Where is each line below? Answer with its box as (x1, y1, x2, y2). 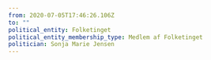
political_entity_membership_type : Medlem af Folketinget (8, 33, 203, 41)
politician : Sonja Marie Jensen (8, 41, 115, 48)
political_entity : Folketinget (8, 26, 111, 34)
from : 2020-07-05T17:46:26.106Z (8, 11, 115, 19)
